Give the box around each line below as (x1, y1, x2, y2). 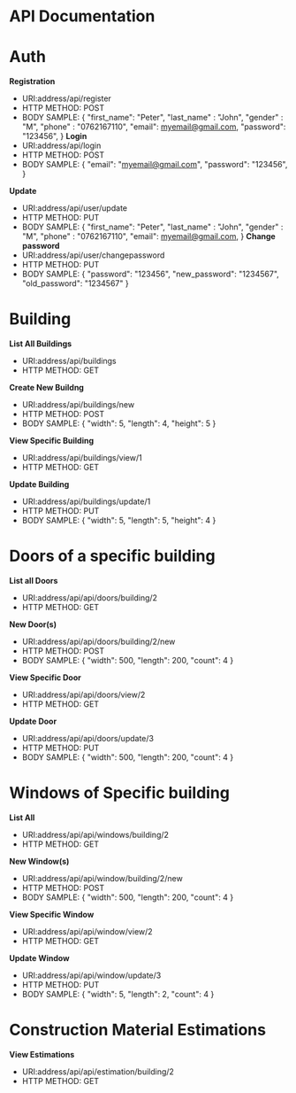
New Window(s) (9, 856, 70, 866)
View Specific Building (9, 436, 95, 446)
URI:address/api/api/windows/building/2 (21, 829, 170, 840)
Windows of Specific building (9, 783, 230, 803)
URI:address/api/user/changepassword (21, 250, 165, 260)
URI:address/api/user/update (21, 203, 128, 213)
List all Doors (9, 576, 58, 585)
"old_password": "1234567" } (21, 278, 130, 289)
